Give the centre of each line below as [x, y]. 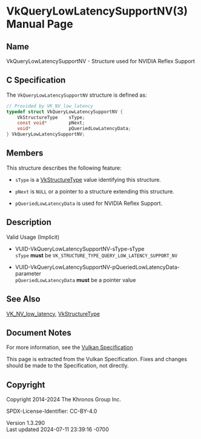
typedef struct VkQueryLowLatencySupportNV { [64, 112]
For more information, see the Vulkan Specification [70, 347]
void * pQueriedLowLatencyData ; [74, 129]
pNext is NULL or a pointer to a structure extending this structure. [94, 191]
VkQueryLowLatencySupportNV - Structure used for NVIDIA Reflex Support [101, 61]
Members [25, 153]
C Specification [36, 80]
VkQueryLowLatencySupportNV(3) [97, 11]
